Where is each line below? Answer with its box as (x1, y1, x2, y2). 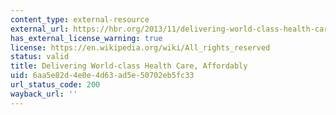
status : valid (10, 52, 70, 62)
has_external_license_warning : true (10, 33, 163, 43)
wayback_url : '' (10, 89, 78, 99)
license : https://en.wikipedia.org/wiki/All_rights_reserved (10, 42, 271, 53)
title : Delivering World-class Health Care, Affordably (10, 61, 248, 71)
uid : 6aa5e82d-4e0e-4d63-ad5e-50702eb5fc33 (10, 71, 195, 81)
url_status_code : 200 (10, 80, 101, 90)
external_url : (10, 24, 70, 34)
